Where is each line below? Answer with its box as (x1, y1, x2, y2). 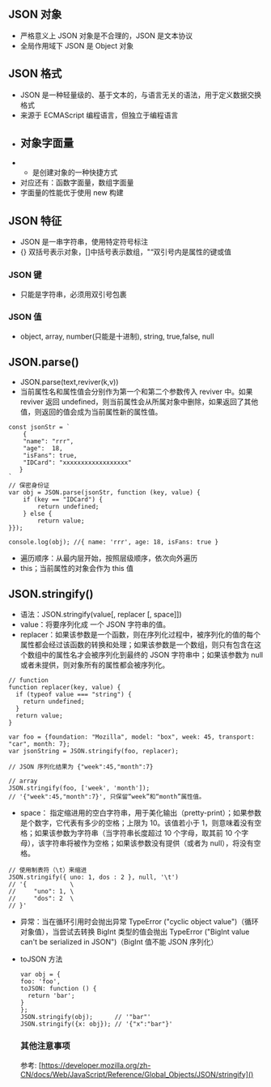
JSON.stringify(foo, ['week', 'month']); (8, 784, 150, 792)
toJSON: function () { (19, 985, 97, 993)
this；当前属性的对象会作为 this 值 (19, 563, 133, 573)
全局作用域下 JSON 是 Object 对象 (19, 40, 134, 50)
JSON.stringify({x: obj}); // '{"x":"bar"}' (19, 1020, 173, 1029)
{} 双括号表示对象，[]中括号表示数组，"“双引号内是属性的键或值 (19, 247, 232, 257)
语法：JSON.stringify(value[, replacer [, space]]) (19, 610, 182, 620)
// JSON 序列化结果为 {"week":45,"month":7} (8, 763, 154, 771)
